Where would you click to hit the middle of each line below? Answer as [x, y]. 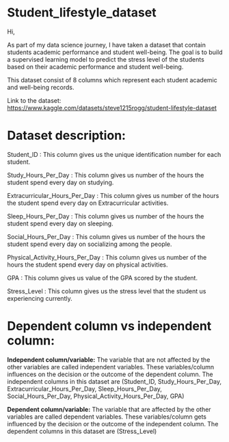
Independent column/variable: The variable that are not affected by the [109, 359]
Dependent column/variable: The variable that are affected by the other [109, 409]
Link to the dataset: [34, 100]
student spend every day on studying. [60, 182]
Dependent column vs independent [109, 326]
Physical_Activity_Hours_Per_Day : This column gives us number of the [107, 257]
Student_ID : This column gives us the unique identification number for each [114, 154]
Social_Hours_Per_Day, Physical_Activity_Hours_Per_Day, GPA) [96, 396]
